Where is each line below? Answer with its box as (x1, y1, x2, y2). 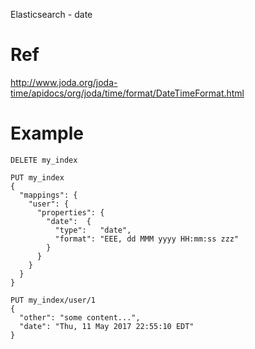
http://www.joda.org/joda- (10, 76, 118, 88)
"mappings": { (19, 190, 78, 200)
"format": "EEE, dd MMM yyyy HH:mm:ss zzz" (54, 234, 240, 244)
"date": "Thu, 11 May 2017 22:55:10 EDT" (19, 321, 195, 331)
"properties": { (36, 207, 105, 218)
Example (10, 122, 84, 145)
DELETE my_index (10, 155, 78, 165)
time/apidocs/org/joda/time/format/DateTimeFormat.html (10, 87, 245, 99)
